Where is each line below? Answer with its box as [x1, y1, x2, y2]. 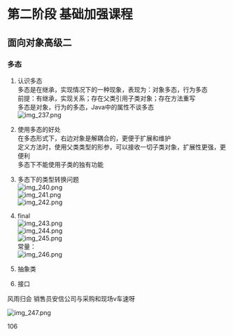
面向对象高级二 [7, 36, 72, 48]
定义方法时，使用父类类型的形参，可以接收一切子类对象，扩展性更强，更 [17, 142, 226, 151]
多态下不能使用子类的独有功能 [17, 160, 104, 168]
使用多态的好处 [17, 125, 61, 133]
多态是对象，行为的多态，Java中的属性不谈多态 [17, 102, 155, 111]
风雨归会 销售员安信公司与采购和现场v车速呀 [7, 294, 135, 302]
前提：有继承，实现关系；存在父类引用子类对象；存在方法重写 [17, 94, 196, 102]
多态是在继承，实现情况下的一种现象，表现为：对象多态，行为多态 [17, 85, 208, 93]
